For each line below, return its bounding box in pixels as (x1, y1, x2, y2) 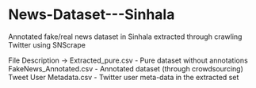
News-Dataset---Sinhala (8, 6, 175, 24)
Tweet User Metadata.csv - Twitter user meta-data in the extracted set (8, 72, 239, 82)
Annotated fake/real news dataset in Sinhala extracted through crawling (8, 32, 243, 41)
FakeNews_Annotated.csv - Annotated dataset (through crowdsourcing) (8, 63, 244, 73)
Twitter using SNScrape (8, 40, 86, 49)
